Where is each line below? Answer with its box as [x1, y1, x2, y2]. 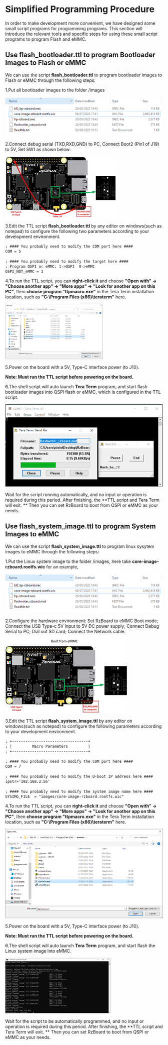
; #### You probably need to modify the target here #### [5, 259, 128, 264]
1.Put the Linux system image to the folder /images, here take [5, 558, 131, 564]
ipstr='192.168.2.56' [5, 779, 50, 784]
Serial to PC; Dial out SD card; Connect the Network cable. [5, 628, 126, 634]
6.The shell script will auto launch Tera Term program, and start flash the [5, 943, 155, 949]
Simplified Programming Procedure [5, 4, 155, 15]
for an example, [46, 563, 78, 569]
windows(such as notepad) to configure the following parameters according [5, 723, 162, 729]
